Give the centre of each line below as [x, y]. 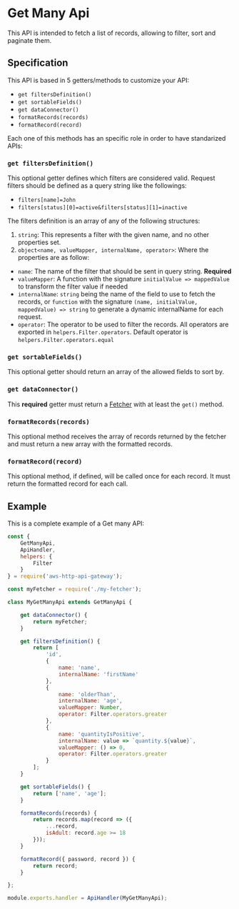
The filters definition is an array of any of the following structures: [104, 221]
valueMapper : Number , [90, 708]
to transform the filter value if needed [73, 286]
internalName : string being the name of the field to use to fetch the [116, 294]
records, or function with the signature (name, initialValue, [108, 302]
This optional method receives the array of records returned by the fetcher [117, 436]
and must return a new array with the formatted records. [90, 443]
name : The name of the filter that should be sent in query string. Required [124, 271]
